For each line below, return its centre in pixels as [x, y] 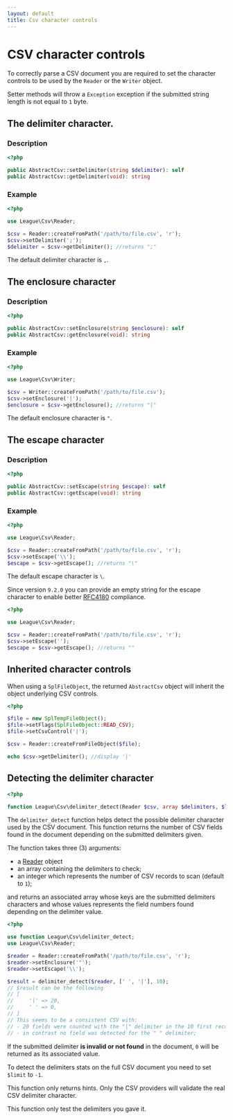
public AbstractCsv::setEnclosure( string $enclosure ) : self [96, 328]
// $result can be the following [55, 988]
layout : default [31, 14]
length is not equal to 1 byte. [48, 102]
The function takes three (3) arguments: [64, 848]
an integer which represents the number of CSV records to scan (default [120, 876]
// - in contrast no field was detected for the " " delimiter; [102, 1033]
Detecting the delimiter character [80, 778]
